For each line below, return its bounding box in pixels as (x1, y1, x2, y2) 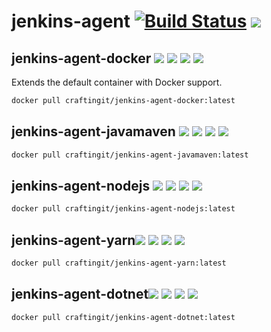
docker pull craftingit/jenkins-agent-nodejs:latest (11, 204, 236, 214)
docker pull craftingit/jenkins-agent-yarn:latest (11, 258, 227, 269)
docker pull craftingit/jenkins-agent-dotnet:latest (11, 312, 236, 322)
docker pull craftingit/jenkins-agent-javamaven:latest (11, 150, 249, 160)
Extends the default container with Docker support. (11, 76, 223, 88)
